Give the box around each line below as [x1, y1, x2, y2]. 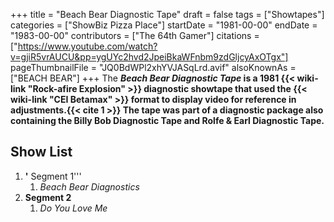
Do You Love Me [39, 202, 108, 214]
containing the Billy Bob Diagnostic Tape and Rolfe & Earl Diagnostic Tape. [10, 115, 325, 126]
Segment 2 [24, 191, 72, 203]
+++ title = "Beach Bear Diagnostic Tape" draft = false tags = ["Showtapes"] [10, 9, 325, 20]
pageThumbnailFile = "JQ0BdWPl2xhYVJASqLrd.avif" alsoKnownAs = [10, 62, 297, 73]
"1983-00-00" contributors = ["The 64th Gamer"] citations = [10, 30, 260, 41]
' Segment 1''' [24, 170, 82, 182]
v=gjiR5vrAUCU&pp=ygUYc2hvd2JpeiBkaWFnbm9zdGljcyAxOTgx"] [10, 51, 289, 63]
